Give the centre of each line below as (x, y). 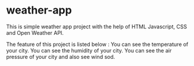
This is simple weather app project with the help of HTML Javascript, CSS (97, 27)
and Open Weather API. (35, 32)
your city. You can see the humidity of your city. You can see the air (89, 50)
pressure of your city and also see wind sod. (61, 57)
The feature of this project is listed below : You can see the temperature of (97, 44)
